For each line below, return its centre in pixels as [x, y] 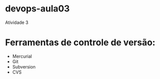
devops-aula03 [38, 9]
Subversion [24, 67]
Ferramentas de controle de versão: [80, 42]
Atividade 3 [17, 22]
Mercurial [22, 56]
